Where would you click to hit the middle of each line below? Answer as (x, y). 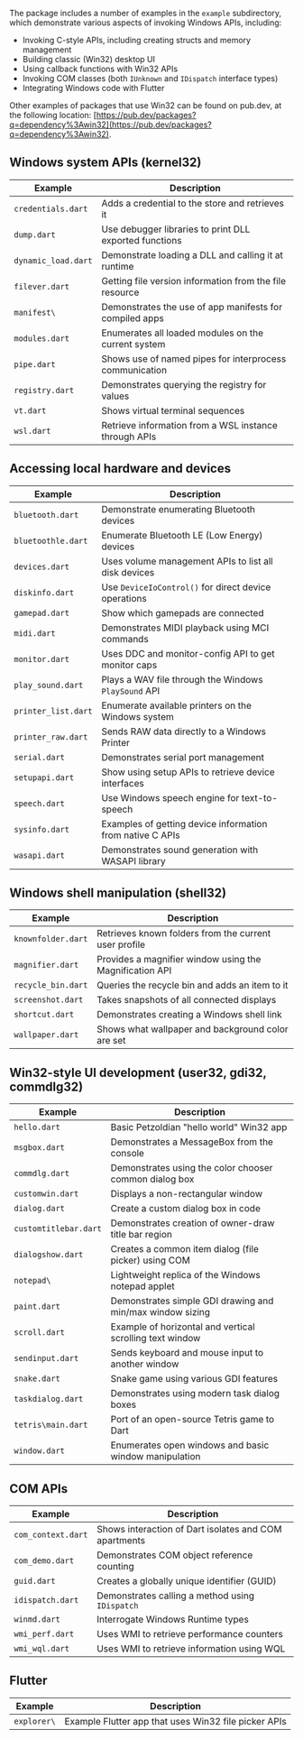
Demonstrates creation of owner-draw (193, 1223)
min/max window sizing (160, 1312)
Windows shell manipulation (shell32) (118, 893)
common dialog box (152, 1179)
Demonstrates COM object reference (174, 1555)
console (127, 1154)
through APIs (129, 437)
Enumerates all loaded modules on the (183, 333)
